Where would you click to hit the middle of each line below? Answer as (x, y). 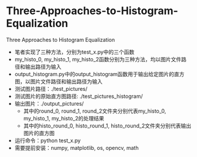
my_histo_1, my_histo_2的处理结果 (64, 118)
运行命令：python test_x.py (48, 140)
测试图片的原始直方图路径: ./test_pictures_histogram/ (79, 96)
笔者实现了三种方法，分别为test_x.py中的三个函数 (74, 52)
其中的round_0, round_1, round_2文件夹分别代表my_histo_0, (95, 111)
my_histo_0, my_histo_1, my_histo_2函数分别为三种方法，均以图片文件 (98, 59)
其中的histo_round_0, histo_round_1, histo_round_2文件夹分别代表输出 (107, 126)
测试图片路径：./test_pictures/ (51, 89)
